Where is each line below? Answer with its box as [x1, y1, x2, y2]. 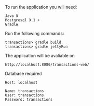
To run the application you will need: [5, 4, 77, 10]
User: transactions [5, 93, 44, 98]
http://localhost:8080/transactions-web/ [5, 62, 90, 67]
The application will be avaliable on [5, 53, 75, 58]
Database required [5, 71, 42, 76]
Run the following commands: [5, 31, 64, 36]
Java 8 [5, 14, 18, 18]
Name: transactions [5, 88, 44, 93]
